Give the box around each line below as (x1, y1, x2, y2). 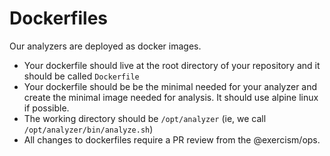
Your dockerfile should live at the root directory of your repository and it (23, 59, 321, 71)
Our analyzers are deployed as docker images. (9, 40, 202, 52)
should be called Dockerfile (23, 70, 140, 82)
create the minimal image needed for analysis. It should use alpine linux (23, 91, 319, 103)
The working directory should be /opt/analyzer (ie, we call (23, 112, 267, 124)
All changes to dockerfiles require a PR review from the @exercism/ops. (23, 133, 321, 146)
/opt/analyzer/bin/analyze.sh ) (23, 123, 154, 135)
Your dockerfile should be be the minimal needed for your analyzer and (23, 80, 318, 92)
